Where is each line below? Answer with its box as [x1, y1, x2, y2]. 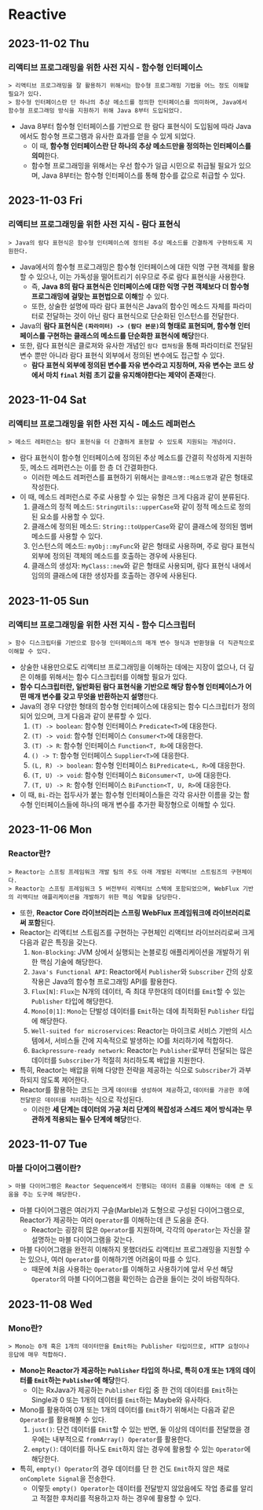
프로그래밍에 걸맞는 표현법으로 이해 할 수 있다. [31, 291, 170, 300]
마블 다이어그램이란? [8, 1162, 82, 1173]
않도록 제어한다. [40, 1075, 89, 1085]
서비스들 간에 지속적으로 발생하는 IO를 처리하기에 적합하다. [54, 1036, 234, 1045]
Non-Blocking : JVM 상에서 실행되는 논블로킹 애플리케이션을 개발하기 [31, 947, 242, 956]
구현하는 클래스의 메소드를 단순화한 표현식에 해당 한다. [46, 330, 210, 340]
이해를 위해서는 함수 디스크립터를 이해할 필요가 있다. [27, 672, 188, 681]
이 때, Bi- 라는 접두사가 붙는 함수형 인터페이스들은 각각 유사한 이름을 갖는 [19, 790, 242, 799]
